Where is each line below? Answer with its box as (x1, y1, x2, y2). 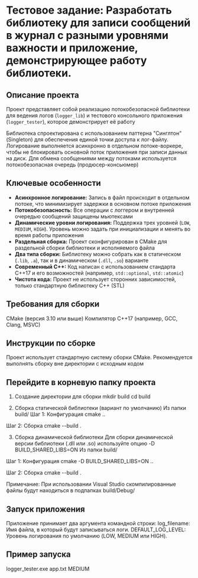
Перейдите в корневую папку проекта (6, 377, 156, 388)
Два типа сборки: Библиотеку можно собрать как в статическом (14, 250, 181, 257)
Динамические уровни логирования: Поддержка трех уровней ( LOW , (14, 219, 191, 226)
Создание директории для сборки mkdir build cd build (14, 393, 151, 400)
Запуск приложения (6, 504, 85, 514)
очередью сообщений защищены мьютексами (14, 212, 133, 219)
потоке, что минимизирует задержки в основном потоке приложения (14, 200, 191, 207)
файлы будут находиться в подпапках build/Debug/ (6, 487, 135, 494)
